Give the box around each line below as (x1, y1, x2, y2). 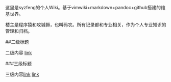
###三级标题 (5, 61, 32, 66)
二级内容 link (5, 50, 32, 56)
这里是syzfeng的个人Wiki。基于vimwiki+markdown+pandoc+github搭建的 (5, 5, 161, 10)
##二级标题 (5, 39, 29, 45)
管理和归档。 (5, 28, 32, 34)
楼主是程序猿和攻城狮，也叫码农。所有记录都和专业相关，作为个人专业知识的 (5, 22, 166, 28)
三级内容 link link (5, 71, 39, 77)
